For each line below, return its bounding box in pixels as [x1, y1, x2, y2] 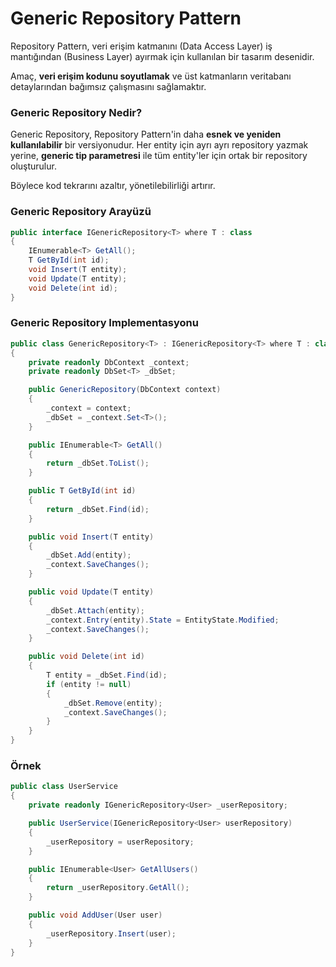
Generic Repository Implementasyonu [10, 316, 199, 330]
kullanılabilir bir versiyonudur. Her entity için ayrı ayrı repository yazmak [10, 139, 309, 151]
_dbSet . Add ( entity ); [46, 550, 132, 561]
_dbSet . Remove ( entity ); [63, 698, 163, 708]
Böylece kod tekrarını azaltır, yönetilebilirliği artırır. [10, 180, 216, 192]
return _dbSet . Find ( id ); [46, 504, 150, 514]
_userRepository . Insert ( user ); [46, 928, 177, 939]
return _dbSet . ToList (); [46, 458, 150, 469]
